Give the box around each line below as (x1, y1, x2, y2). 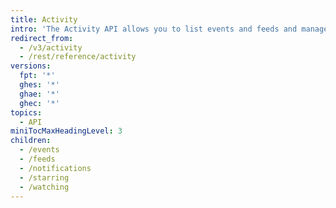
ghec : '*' (19, 98, 60, 108)
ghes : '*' (19, 80, 60, 90)
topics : (10, 107, 43, 118)
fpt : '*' (19, 71, 56, 81)
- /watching (19, 182, 70, 192)
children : (10, 136, 52, 146)
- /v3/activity (19, 42, 83, 53)
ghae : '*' (19, 89, 60, 99)
